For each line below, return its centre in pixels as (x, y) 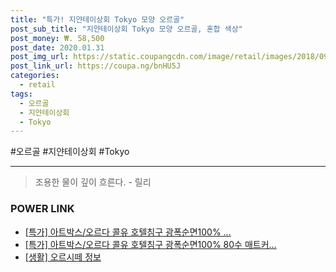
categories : (35, 76)
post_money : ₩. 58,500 (57, 38)
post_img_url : (40, 57)
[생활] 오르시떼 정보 (63, 257)
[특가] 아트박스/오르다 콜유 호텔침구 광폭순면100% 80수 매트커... (150, 244)
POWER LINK (42, 209)
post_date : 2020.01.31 (57, 47)
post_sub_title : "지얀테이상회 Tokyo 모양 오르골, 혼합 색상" (126, 29)
